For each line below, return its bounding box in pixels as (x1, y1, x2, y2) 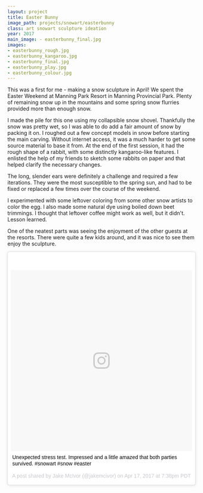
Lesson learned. (7, 216, 47, 223)
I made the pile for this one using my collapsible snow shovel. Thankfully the (7, 117, 195, 124)
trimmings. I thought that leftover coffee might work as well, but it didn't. (7, 209, 185, 217)
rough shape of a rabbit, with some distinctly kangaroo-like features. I (7, 149, 179, 156)
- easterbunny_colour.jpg (7, 70, 72, 76)
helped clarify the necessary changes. (7, 161, 102, 168)
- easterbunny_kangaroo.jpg (7, 53, 78, 59)
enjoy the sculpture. (7, 240, 57, 248)
